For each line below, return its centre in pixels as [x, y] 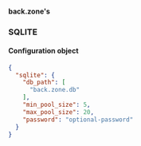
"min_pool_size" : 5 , [57, 105]
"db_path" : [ [44, 83]
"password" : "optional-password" [78, 120]
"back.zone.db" [55, 90]
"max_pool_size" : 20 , [58, 112]
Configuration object [43, 51]
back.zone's [29, 11]
